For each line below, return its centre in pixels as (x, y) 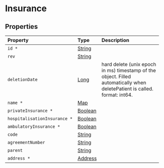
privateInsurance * (30, 111)
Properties (21, 27)
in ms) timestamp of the (129, 70)
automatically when (124, 83)
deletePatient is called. (128, 89)
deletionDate (23, 79)
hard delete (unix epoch (129, 64)
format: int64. (117, 95)
